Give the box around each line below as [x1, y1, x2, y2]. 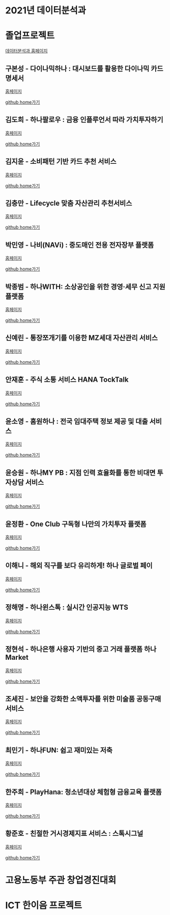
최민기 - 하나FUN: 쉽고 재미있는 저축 [5, 746, 113, 754]
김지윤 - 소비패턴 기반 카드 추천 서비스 [5, 157, 117, 166]
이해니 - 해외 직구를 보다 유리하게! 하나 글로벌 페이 [5, 561, 153, 570]
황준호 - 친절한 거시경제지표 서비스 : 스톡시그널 [5, 829, 144, 838]
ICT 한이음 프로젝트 [5, 900, 82, 911]
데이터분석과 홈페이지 [5, 48, 48, 54]
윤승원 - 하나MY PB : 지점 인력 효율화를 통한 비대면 [5, 468, 156, 477]
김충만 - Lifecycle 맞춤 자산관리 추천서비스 [5, 199, 132, 207]
